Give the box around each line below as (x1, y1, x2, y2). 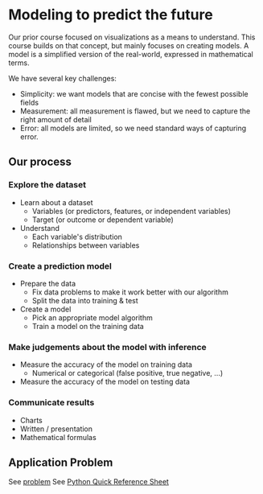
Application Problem (8, 455, 113, 469)
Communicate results (8, 397, 95, 408)
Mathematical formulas (19, 432, 97, 442)
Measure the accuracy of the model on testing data (19, 377, 191, 387)
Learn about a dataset (19, 197, 94, 207)
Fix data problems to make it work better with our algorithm (31, 287, 229, 297)
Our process (8, 155, 72, 169)
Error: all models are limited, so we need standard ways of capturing (19, 123, 247, 133)
